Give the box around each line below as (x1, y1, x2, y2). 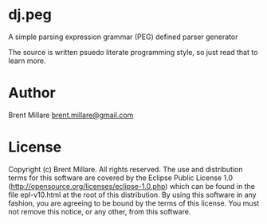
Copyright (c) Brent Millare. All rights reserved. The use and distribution (8, 164, 243, 174)
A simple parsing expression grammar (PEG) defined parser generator (8, 32, 238, 41)
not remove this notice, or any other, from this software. (8, 206, 191, 216)
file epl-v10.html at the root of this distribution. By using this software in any (8, 190, 257, 199)
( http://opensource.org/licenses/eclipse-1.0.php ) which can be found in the (8, 181, 255, 191)
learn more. (8, 56, 46, 65)
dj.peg (8, 6, 52, 24)
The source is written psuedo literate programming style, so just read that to (8, 47, 258, 57)
